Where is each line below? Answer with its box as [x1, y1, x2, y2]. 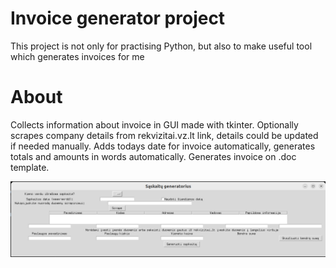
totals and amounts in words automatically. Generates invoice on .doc [10, 150, 297, 162]
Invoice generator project [10, 7, 226, 30]
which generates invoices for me [10, 50, 145, 62]
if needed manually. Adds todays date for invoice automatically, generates [10, 140, 316, 152]
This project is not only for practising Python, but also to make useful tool [10, 40, 313, 52]
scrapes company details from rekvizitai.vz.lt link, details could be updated [10, 129, 319, 141]
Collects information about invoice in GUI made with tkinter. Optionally [10, 118, 299, 131]
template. [10, 161, 50, 173]
